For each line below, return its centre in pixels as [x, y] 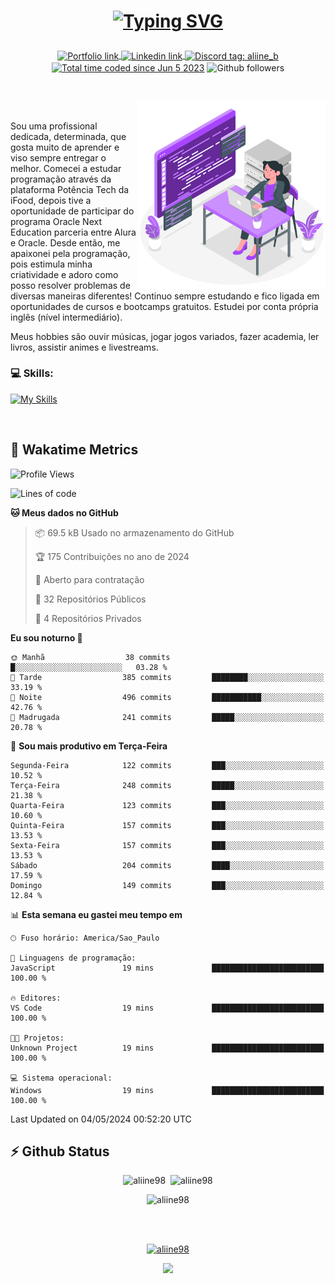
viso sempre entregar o [58, 157]
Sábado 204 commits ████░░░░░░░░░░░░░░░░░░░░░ [167, 865]
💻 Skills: [32, 373]
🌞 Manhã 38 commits [90, 657]
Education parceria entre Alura [73, 232]
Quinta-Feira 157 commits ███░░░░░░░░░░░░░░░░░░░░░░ [167, 825]
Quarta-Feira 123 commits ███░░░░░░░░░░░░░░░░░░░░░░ [167, 805]
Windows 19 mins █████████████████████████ [167, 1090]
